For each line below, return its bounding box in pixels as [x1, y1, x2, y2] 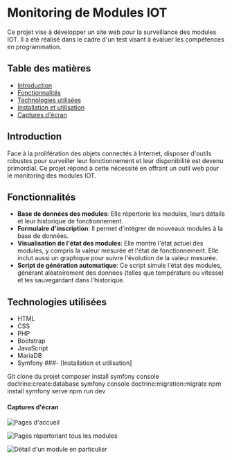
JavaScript [17, 344, 48, 352]
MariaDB [17, 352, 43, 360]
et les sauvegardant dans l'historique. [17, 276, 125, 284]
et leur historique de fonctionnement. [17, 217, 123, 225]
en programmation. [7, 42, 62, 51]
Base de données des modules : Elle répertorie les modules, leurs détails [17, 210, 225, 218]
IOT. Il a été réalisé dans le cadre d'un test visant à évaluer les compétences [7, 35, 225, 43]
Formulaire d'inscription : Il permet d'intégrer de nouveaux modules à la [17, 224, 223, 233]
